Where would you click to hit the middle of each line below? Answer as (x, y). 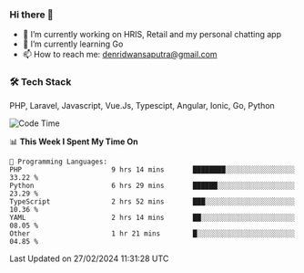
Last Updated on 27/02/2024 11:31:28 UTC (89, 258)
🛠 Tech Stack (41, 82)
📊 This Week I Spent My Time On (74, 142)
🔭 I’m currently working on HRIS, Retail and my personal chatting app (152, 35)
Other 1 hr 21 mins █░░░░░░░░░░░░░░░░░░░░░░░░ (152, 233)
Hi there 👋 (32, 15)
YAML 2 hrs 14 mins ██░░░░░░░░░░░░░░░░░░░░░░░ (152, 217)
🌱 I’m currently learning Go (73, 44)
